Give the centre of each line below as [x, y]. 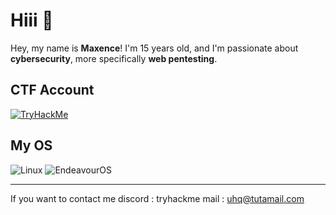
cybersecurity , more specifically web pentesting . [114, 58]
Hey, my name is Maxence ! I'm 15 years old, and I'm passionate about [154, 48]
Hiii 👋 [32, 20]
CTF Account [52, 90]
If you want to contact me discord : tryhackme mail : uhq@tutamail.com [157, 198]
